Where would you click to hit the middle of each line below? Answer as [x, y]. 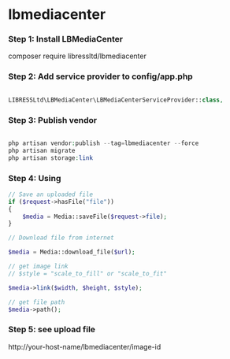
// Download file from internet [61, 238]
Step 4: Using [35, 178]
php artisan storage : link [50, 158]
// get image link [38, 266]
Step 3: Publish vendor [53, 120]
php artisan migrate [42, 150]
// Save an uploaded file [50, 194]
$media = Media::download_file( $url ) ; [72, 252]
